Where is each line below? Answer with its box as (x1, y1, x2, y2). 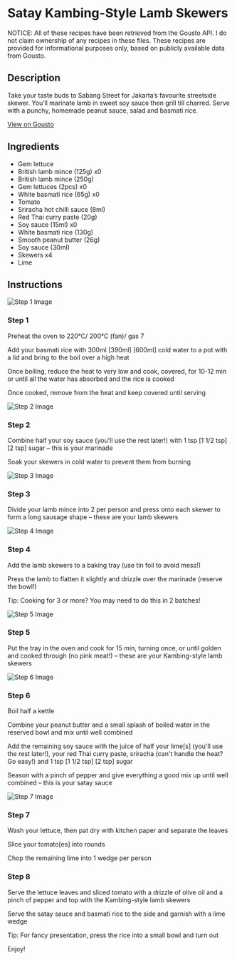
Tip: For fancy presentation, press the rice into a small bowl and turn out (7, 931, 219, 939)
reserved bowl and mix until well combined (7, 728, 133, 737)
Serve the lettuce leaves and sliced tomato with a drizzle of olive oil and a (7, 888, 223, 897)
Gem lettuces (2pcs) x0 (17, 182, 88, 190)
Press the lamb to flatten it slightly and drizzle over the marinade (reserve (7, 574, 223, 583)
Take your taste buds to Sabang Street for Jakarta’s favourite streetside (7, 91, 217, 99)
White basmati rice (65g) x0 (17, 190, 100, 198)
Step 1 (7, 315, 29, 325)
